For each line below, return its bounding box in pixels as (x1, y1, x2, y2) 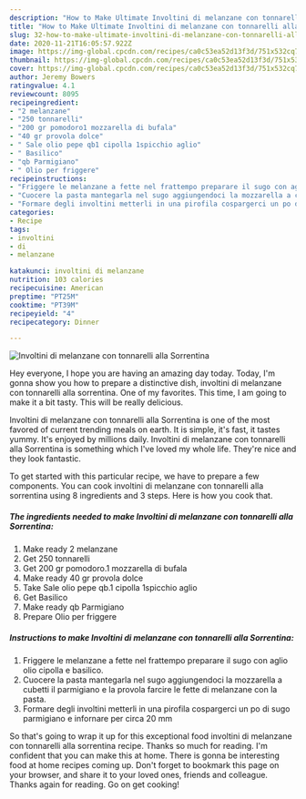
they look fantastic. (9, 453, 82, 464)
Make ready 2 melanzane (22, 543, 118, 555)
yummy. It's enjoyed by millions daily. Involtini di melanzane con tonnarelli (9, 434, 286, 445)
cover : (9, 65, 35, 74)
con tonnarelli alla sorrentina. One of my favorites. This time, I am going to (9, 388, 287, 399)
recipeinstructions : (9, 174, 88, 183)
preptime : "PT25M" (9, 292, 79, 301)
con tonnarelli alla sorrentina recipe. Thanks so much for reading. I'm (9, 741, 269, 752)
